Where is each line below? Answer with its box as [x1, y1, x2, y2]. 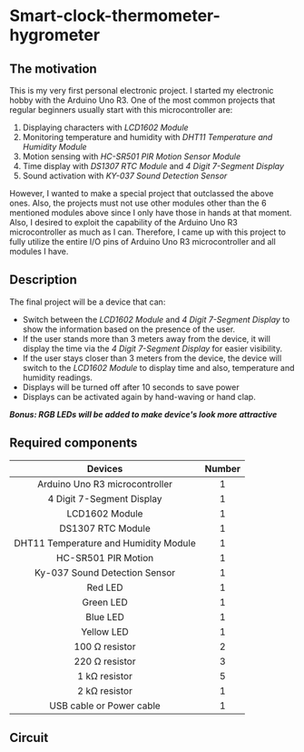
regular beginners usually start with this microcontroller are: [9, 105, 233, 115]
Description [9, 272, 77, 287]
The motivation [9, 61, 97, 76]
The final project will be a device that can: [9, 296, 166, 307]
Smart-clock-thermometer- [9, 5, 221, 26]
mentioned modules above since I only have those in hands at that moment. [9, 207, 292, 218]
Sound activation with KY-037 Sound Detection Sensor [22, 170, 228, 181]
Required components [9, 436, 138, 451]
